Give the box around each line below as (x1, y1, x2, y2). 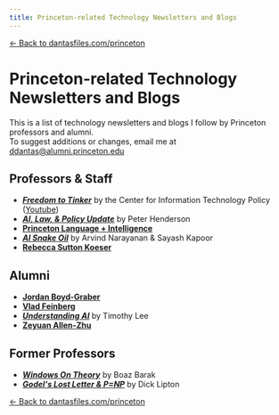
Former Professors (9, 346, 116, 361)
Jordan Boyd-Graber (21, 291, 101, 303)
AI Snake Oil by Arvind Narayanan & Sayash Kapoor (21, 232, 214, 243)
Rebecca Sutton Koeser (21, 242, 112, 253)
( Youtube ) (21, 204, 60, 215)
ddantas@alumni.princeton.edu (9, 145, 125, 156)
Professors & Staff (9, 171, 113, 186)
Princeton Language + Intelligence (21, 224, 153, 234)
